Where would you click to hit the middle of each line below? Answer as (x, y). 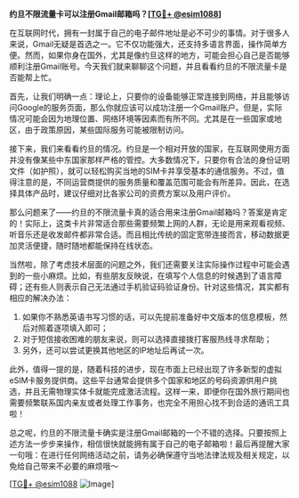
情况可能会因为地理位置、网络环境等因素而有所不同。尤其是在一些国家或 (141, 118)
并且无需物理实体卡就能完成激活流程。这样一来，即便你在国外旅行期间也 (157, 392)
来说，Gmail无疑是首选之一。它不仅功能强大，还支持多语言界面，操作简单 (145, 44)
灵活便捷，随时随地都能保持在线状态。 (87, 245)
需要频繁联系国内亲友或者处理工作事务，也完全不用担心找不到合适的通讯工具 (149, 403)
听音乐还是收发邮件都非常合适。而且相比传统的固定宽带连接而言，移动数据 (145, 234)
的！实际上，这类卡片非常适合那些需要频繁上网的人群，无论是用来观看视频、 (149, 223)
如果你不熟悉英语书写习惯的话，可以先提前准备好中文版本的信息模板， (151, 317)
